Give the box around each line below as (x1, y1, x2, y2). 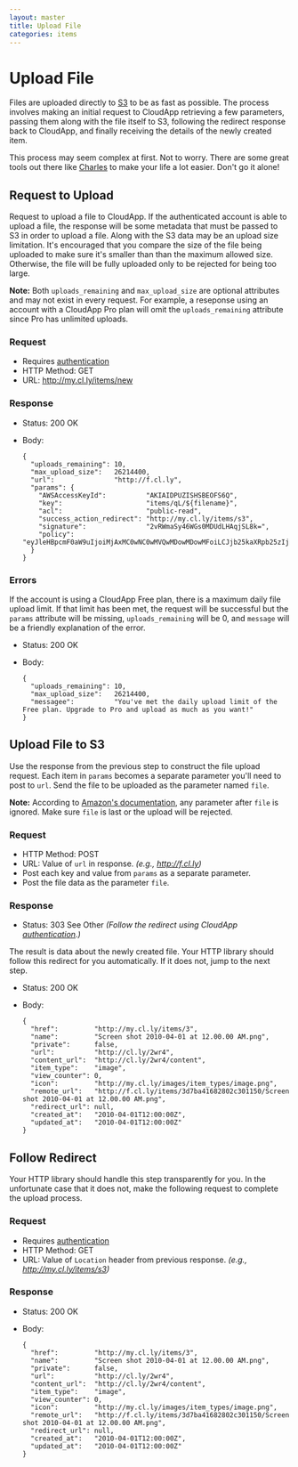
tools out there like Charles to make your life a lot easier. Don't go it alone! (9, 162, 280, 173)
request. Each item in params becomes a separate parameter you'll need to (9, 770, 282, 781)
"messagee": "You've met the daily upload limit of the (30, 698, 278, 707)
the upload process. (9, 1193, 83, 1204)
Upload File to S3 (9, 737, 105, 752)
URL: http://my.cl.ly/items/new (21, 375, 133, 385)
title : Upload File (9, 21, 82, 30)
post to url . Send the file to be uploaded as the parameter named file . (9, 780, 270, 790)
